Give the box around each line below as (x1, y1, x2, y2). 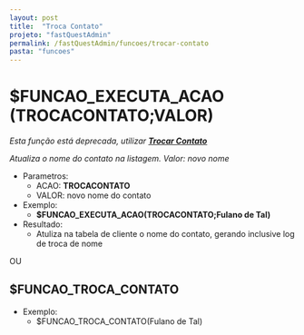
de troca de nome (35, 238, 103, 250)
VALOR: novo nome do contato (35, 190, 152, 201)
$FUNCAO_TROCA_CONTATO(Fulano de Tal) (35, 315, 203, 327)
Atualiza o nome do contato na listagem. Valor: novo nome (9, 153, 230, 164)
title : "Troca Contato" (9, 22, 103, 31)
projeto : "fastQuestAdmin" (9, 30, 112, 39)
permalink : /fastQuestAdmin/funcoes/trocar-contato (9, 38, 209, 48)
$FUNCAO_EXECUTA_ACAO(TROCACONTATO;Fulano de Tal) (35, 210, 271, 221)
